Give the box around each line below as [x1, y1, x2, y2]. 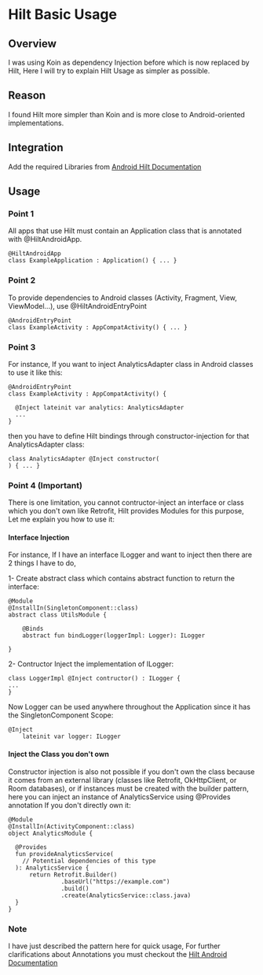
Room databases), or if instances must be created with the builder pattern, [8, 784, 249, 793]
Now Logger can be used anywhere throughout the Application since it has [8, 703, 251, 712]
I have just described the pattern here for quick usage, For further [8, 941, 221, 951]
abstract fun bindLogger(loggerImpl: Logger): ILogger [22, 632, 206, 639]
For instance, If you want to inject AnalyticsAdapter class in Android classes [8, 359, 254, 369]
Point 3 [8, 341, 36, 352]
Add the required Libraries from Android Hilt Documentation [8, 161, 202, 171]
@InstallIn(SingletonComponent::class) [8, 604, 139, 612]
